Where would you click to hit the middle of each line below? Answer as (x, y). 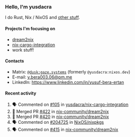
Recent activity (21, 93)
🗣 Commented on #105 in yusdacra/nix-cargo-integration (70, 104)
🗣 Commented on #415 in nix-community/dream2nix (65, 129)
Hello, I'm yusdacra (28, 7)
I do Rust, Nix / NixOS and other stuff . (42, 18)
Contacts (15, 61)
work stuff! (23, 50)
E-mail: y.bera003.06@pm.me (42, 77)
